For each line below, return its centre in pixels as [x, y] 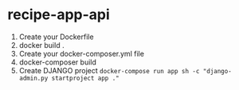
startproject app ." [86, 78]
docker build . [41, 45]
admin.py [33, 78]
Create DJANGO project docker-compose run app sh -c [109, 70]
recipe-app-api [59, 15]
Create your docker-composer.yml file [82, 53]
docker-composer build [58, 62]
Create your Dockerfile [56, 37]
